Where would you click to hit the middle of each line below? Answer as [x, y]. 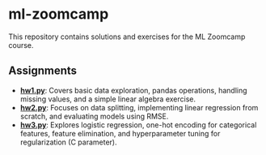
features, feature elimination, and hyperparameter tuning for [120, 133]
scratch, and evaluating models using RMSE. [94, 116]
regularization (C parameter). [68, 142]
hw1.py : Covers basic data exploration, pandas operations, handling [134, 90]
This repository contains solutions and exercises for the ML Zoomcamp [127, 37]
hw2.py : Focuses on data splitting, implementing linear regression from [139, 107]
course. [21, 45]
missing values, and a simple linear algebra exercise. [108, 99]
